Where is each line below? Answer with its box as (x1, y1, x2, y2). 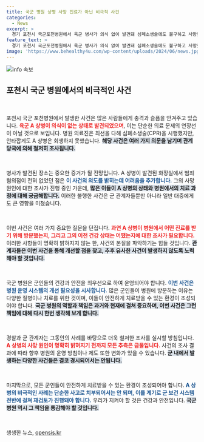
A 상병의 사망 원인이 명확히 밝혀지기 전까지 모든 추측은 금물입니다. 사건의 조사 (6, 341, 188, 349)
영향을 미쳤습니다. (19, 199, 62, 207)
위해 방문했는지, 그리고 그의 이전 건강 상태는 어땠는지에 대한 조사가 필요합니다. (12, 232, 195, 239)
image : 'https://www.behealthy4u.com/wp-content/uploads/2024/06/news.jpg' (6, 49, 202, 55)
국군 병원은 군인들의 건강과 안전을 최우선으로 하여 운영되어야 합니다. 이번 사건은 (6, 279, 194, 286)
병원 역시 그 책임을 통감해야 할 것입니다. (6, 404, 99, 411)
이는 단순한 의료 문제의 (126, 122, 180, 129)
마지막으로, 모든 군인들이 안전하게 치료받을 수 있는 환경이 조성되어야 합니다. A (6, 381, 190, 389)
